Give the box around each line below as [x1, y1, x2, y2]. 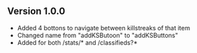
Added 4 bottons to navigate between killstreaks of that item [17, 23, 191, 32]
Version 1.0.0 [7, 6, 66, 17]
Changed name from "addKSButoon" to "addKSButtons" [17, 31, 178, 39]
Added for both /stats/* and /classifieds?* [17, 38, 138, 47]
